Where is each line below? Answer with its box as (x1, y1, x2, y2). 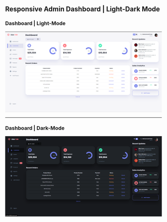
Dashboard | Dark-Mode (5, 125, 65, 131)
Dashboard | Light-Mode (5, 20, 66, 27)
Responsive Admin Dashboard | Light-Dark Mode (5, 5, 160, 13)
